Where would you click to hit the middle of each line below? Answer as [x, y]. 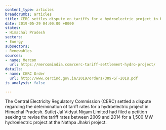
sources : [14, 55]
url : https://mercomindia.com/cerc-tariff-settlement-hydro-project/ [83, 65]
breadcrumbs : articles [28, 14]
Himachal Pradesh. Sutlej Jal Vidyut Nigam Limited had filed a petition [76, 112]
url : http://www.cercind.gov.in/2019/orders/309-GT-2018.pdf [74, 78]
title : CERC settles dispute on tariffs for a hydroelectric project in [82, 19]
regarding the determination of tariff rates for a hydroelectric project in [77, 106]
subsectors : [17, 46]
